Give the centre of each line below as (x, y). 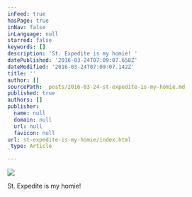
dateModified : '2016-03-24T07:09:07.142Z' (71, 67)
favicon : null (34, 133)
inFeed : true (27, 14)
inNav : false (27, 27)
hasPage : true (28, 21)
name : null (30, 113)
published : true (31, 93)
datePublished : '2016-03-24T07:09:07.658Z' (73, 60)
